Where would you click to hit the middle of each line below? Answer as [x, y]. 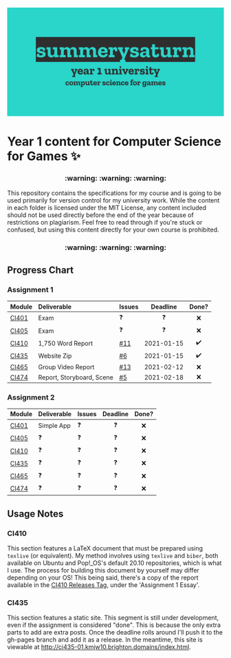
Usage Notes [35, 514]
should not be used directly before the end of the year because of [100, 215]
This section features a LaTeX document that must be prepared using [105, 548]
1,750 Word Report [65, 343]
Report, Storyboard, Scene [76, 377]
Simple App [54, 426]
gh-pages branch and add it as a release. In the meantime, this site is [105, 640]
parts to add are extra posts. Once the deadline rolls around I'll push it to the [115, 633]
